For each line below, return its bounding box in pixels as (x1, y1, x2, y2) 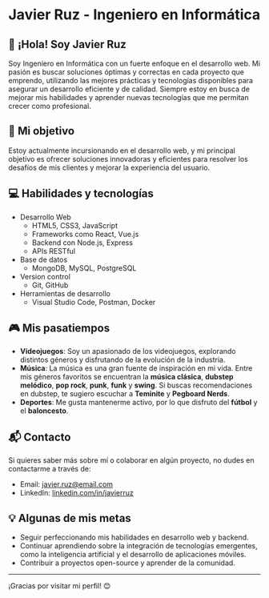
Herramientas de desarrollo (19, 288, 110, 298)
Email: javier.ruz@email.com (19, 480, 114, 489)
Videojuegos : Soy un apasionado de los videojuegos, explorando (19, 347, 236, 356)
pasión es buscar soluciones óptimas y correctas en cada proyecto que (8, 67, 245, 77)
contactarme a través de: (8, 464, 91, 474)
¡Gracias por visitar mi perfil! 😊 (8, 581, 111, 591)
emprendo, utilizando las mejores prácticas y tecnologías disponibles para (8, 76, 254, 85)
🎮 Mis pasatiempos (8, 322, 110, 335)
